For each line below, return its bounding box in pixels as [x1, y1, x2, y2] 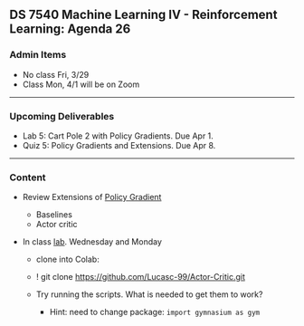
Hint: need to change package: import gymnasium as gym [49, 307, 261, 318]
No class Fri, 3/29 [22, 69, 90, 80]
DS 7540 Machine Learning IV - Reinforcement [9, 7, 278, 23]
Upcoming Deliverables [9, 110, 115, 122]
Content [9, 171, 47, 184]
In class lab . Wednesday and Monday [22, 236, 163, 247]
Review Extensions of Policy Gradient [22, 192, 162, 203]
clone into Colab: [35, 254, 100, 265]
